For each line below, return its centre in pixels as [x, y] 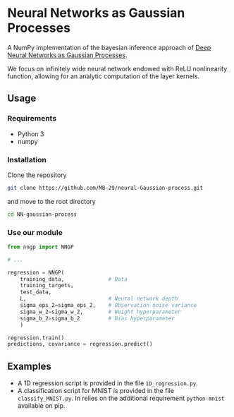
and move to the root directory [52, 201]
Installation [27, 159]
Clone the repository [37, 175]
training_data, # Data [74, 279]
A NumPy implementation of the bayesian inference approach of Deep [109, 47]
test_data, [36, 292]
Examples [29, 366]
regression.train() [36, 338]
